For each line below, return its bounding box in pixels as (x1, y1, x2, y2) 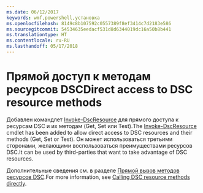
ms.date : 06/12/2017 (6, 9, 59, 15)
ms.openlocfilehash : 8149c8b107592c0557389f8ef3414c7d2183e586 (6, 20, 172, 26)
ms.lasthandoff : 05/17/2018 (6, 44, 79, 50)
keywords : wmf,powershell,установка (6, 15, 100, 21)
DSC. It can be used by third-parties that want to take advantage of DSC (6, 148, 188, 156)
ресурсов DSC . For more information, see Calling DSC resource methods (6, 173, 190, 181)
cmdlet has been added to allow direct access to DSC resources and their (6, 129, 193, 136)
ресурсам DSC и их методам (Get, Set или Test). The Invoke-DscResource (6, 122, 197, 129)
